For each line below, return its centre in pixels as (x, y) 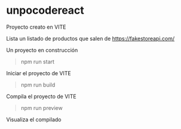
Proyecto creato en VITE (36, 27)
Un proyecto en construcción (42, 50)
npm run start (38, 62)
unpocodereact (45, 10)
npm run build (38, 85)
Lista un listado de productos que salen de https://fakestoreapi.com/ (90, 38)
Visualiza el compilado (34, 119)
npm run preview (42, 107)
